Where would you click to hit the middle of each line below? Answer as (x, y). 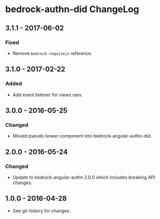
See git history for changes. (42, 210)
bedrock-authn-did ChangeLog (72, 9)
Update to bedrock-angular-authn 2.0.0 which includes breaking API (84, 177)
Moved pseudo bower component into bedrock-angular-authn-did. (82, 136)
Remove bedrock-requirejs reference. (52, 53)
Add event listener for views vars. (48, 95)
